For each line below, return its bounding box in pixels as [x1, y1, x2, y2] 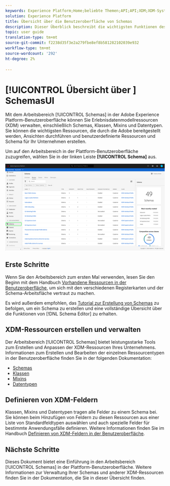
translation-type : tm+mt [5, 35, 58, 40]
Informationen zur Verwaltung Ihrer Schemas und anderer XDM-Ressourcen [5, 469, 164, 476]
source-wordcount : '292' [5, 51, 58, 56]
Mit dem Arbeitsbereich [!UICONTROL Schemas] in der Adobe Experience [5, 111, 159, 118]
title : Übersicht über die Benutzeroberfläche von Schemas [5, 19, 133, 24]
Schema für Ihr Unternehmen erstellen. [5, 138, 87, 144]
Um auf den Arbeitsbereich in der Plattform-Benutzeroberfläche [5, 148, 139, 155]
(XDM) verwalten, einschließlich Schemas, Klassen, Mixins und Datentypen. [5, 122, 163, 129]
